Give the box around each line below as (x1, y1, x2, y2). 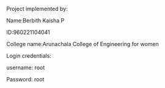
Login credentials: (6, 52, 52, 59)
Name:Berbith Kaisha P (6, 17, 65, 24)
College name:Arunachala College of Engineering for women (6, 41, 159, 47)
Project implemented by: (6, 5, 68, 12)
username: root (6, 64, 45, 71)
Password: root (6, 76, 45, 83)
